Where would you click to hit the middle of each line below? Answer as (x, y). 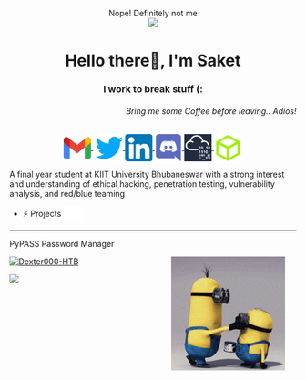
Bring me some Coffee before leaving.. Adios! (211, 111)
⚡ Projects (42, 214)
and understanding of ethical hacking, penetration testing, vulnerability (143, 184)
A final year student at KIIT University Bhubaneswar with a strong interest (147, 175)
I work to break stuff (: (153, 89)
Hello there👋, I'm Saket (153, 61)
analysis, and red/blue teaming (67, 194)
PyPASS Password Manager (62, 244)
